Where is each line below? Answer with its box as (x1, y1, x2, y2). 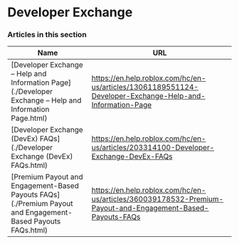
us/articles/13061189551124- (91, 83, 199, 92)
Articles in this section (7, 30, 87, 40)
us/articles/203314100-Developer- (91, 143, 215, 153)
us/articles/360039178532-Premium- (91, 194, 224, 204)
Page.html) (11, 113, 48, 123)
